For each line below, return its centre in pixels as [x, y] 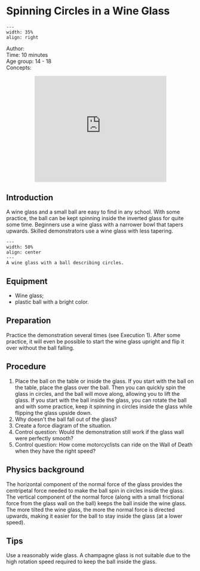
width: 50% [20, 247]
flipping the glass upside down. [53, 413]
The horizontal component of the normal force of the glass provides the [94, 484]
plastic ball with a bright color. [52, 302]
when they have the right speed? [55, 451]
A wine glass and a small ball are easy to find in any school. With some [93, 212]
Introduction [30, 198]
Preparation [29, 321]
